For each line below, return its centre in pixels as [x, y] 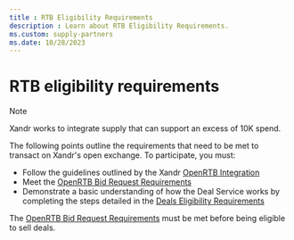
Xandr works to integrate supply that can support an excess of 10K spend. [145, 128]
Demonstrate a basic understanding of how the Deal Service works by [151, 192]
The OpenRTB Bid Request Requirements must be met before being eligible [147, 219]
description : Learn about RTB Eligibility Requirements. [119, 26]
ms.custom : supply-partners [61, 34]
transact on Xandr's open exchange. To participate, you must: [122, 155]
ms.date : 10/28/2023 [48, 42]
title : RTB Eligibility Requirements [81, 17]
